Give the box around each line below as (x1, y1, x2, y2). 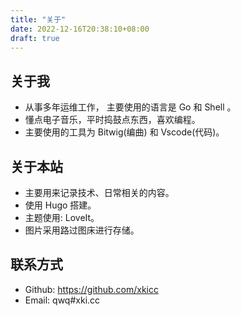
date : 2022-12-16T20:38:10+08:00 (10, 24, 150, 34)
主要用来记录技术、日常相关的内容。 (24, 187, 175, 198)
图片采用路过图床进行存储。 (24, 224, 140, 236)
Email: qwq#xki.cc (24, 294, 101, 306)
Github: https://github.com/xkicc (24, 283, 159, 295)
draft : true (10, 33, 60, 43)
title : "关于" (10, 14, 67, 25)
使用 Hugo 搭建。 (24, 199, 97, 211)
